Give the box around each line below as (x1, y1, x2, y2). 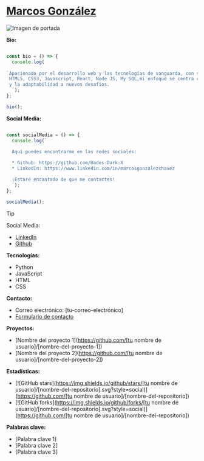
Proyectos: (6, 324, 35, 332)
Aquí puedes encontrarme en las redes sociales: (12, 149, 137, 155)
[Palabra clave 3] (15, 448, 58, 456)
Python (15, 263, 33, 271)
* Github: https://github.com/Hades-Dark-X (12, 160, 123, 166)
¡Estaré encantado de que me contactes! (12, 176, 115, 183)
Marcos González (6, 4, 97, 18)
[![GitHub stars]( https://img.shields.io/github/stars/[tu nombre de (15, 379, 178, 387)
